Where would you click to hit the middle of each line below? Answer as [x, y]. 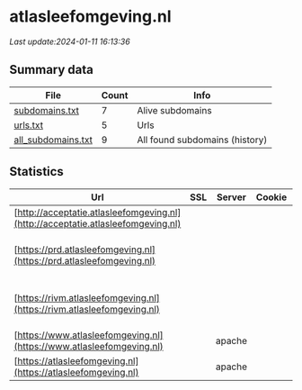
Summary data [52, 70]
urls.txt [28, 125]
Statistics [37, 172]
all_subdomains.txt [53, 140]
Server [232, 197]
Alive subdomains [175, 110]
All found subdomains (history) [202, 140]
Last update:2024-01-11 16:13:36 [70, 41]
